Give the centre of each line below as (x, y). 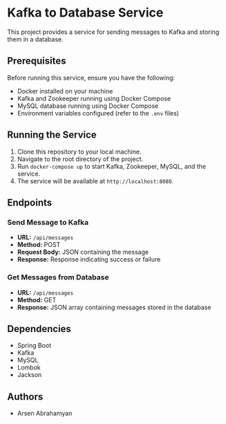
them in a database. (35, 39)
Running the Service (52, 135)
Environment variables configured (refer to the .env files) (98, 113)
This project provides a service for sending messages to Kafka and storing (113, 32)
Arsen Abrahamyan (45, 414)
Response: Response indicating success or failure (89, 259)
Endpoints (30, 202)
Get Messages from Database (58, 277)
